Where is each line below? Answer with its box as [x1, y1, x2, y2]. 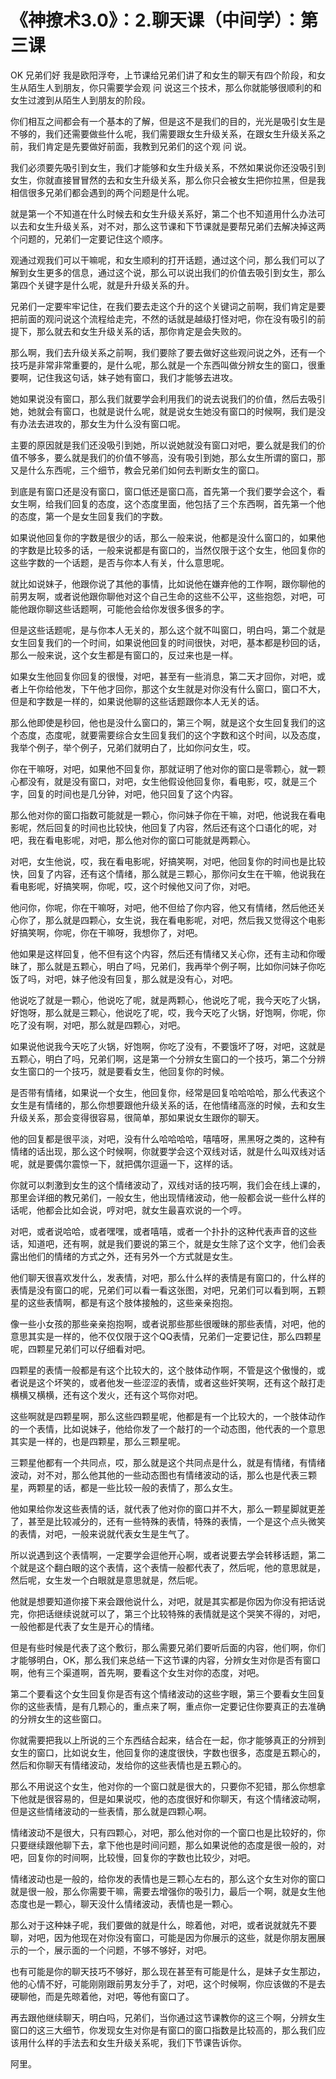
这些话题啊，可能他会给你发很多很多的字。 [53, 602, 230, 615]
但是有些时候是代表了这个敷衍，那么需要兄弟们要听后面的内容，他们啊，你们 [10, 1641, 326, 1653]
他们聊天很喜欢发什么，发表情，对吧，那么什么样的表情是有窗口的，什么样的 [10, 1271, 326, 1283]
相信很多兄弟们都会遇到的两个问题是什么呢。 [10, 186, 195, 198]
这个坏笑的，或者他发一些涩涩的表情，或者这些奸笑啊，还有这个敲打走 [36, 1376, 326, 1388]
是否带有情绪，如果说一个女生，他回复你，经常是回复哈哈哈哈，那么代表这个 [10, 1086, 326, 1098]
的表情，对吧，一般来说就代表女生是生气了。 [10, 1527, 195, 1540]
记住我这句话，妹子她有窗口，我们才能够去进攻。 [36, 371, 238, 383]
